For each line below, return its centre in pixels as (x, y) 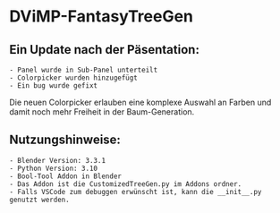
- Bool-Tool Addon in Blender (66, 176)
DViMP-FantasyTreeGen (102, 17)
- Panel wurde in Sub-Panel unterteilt (84, 70)
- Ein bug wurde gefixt (54, 86)
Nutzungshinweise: (65, 140)
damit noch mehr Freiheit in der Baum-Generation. (102, 112)
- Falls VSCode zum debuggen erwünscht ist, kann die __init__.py (136, 192)
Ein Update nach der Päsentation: (104, 50)
